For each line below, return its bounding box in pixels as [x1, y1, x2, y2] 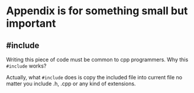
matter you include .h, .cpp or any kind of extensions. [6, 80, 136, 87]
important [6, 17, 56, 30]
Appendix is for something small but [6, 4, 188, 18]
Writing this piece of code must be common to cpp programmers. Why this [6, 56, 189, 63]
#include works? [6, 62, 47, 69]
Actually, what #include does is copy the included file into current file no [6, 74, 182, 81]
